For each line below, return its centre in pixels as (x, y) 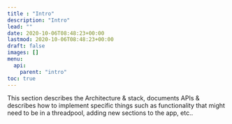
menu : (15, 59)
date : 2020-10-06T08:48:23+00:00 (56, 33)
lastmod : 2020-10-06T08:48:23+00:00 (60, 40)
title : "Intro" (31, 14)
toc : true (22, 78)
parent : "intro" (44, 72)
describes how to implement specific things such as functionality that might (116, 106)
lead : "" (20, 26)
